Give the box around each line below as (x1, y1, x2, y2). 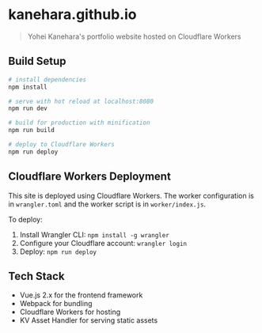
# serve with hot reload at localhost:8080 (8, 97, 154, 105)
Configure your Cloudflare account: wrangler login (19, 238, 188, 248)
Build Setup (8, 55, 66, 68)
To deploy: (8, 214, 43, 224)
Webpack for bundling (19, 299, 93, 308)
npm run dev (8, 104, 47, 112)
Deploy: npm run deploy (19, 247, 97, 256)
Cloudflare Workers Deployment (8, 170, 172, 184)
